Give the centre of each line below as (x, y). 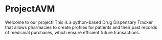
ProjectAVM (30, 9)
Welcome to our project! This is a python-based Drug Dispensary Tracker (79, 22)
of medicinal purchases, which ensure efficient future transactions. (73, 32)
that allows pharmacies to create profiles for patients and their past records (81, 27)
